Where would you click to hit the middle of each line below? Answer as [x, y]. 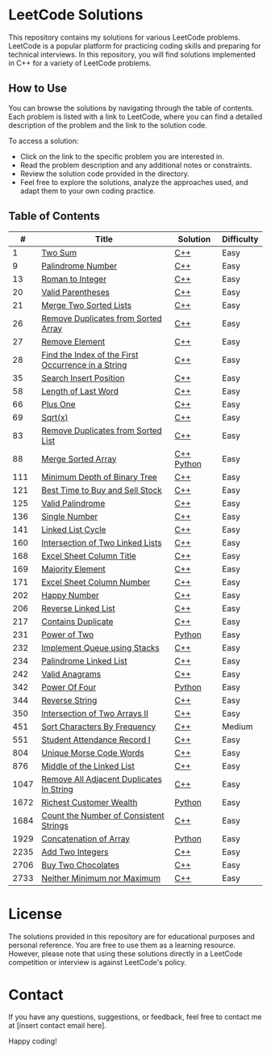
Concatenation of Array [86, 838]
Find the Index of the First [90, 355]
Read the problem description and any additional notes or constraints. [136, 165]
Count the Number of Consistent [103, 816]
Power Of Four [69, 687]
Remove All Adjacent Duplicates [102, 779]
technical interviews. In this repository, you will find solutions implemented [132, 54]
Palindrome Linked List [84, 660]
